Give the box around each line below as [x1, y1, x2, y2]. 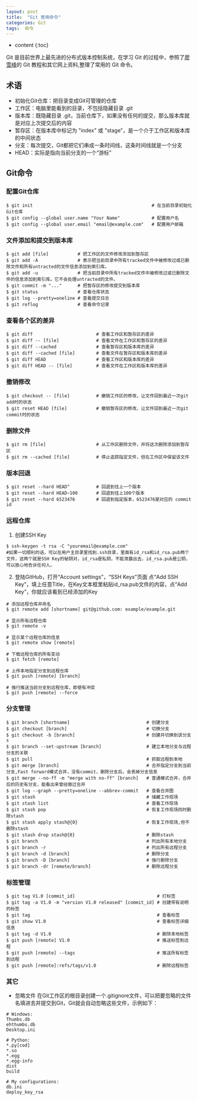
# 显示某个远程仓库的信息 [6, 634, 60, 640]
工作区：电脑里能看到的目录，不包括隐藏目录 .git [14, 105, 133, 112]
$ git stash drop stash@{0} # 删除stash [6, 832, 174, 838]
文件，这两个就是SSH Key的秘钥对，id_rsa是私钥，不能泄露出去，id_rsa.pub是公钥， [6, 556, 190, 562]
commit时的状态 [6, 412, 40, 417]
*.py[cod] [6, 1043, 31, 1049]
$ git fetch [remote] [6, 656, 60, 662]
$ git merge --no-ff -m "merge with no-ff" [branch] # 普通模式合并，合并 [6, 775, 191, 781]
